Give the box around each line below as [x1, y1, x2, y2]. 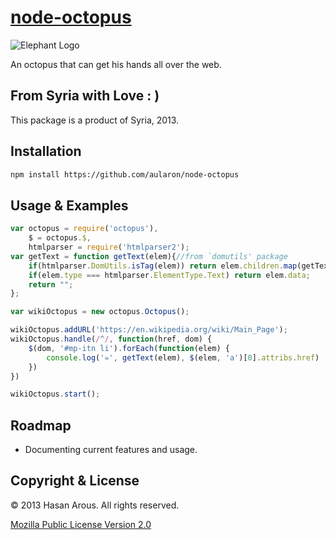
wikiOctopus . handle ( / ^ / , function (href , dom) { [10, 334, 213, 344]
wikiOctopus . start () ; [10, 389, 101, 400]
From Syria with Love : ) [10, 87, 160, 105]
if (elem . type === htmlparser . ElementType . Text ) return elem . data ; [28, 270, 311, 280]
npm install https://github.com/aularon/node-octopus [10, 169, 240, 180]
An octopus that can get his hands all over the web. [10, 58, 222, 70]
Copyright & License [10, 472, 140, 490]
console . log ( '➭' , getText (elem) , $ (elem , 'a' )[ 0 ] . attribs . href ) [46, 352, 320, 363]
